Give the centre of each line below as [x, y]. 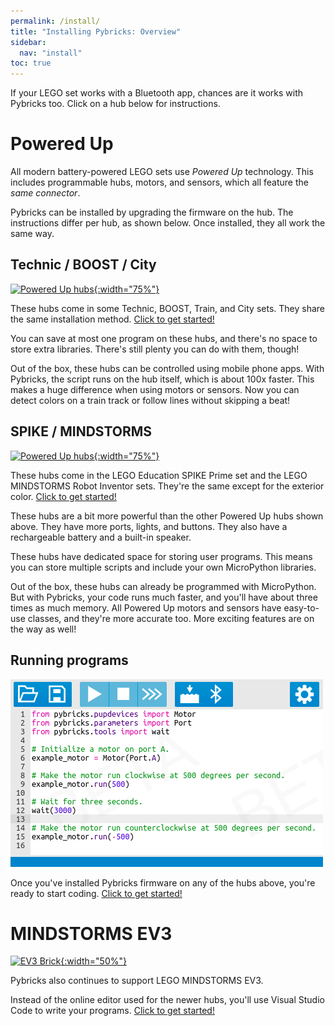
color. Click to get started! [63, 496]
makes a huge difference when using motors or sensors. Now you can [155, 389]
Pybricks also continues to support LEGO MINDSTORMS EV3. [137, 981]
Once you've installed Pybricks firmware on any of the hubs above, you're [163, 882]
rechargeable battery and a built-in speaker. [101, 537]
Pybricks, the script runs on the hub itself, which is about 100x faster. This [162, 379]
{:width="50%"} [93, 961]
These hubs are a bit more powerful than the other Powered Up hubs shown [167, 516]
